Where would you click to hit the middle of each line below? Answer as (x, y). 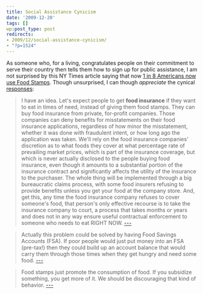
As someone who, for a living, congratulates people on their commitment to (100, 63)
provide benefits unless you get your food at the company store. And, (108, 190)
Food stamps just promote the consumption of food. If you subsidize (106, 272)
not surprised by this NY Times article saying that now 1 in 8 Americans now (101, 76)
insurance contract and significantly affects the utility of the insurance (109, 171)
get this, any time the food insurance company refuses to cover (100, 197)
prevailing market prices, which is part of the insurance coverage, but (108, 152)
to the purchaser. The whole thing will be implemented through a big (106, 178)
